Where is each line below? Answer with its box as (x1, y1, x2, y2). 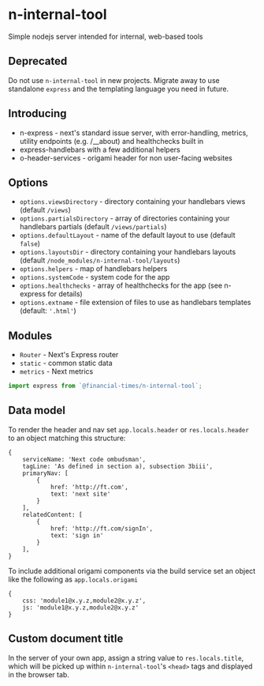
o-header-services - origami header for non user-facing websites (19, 153, 232, 163)
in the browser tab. (8, 669, 69, 679)
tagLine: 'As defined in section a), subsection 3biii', (22, 462, 214, 470)
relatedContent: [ (22, 511, 83, 518)
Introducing (8, 107, 67, 120)
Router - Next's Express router (19, 350, 119, 360)
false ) (19, 239, 41, 248)
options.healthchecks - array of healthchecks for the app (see (19, 281, 223, 290)
